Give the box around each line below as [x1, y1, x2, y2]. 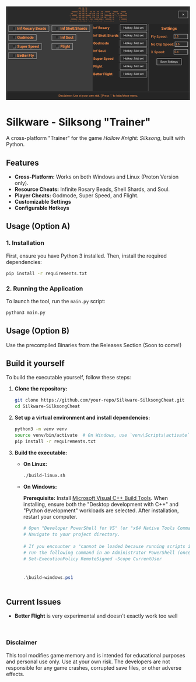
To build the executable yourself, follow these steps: [6, 374, 131, 381]
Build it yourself [6, 358, 65, 369]
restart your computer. [23, 513, 78, 520]
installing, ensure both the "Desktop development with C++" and [23, 501, 179, 508]
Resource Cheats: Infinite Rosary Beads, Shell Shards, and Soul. [14, 186, 170, 193]
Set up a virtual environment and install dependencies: [14, 414, 150, 421]
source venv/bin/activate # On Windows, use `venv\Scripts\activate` [14, 433, 190, 438]
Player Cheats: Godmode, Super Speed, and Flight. [14, 192, 139, 199]
